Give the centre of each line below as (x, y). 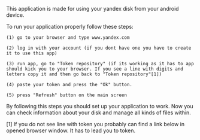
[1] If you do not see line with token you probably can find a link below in (96, 124)
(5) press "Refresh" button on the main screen (67, 95)
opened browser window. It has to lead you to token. (71, 130)
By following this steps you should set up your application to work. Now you (100, 106)
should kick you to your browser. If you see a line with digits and (95, 69)
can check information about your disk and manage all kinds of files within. (99, 112)
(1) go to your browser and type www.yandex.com (68, 38)
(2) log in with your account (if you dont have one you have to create (99, 48)
